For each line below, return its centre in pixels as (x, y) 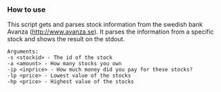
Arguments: (23, 52)
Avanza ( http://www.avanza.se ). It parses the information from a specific (110, 32)
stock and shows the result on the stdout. (66, 39)
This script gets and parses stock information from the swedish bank (105, 25)
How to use (27, 10)
